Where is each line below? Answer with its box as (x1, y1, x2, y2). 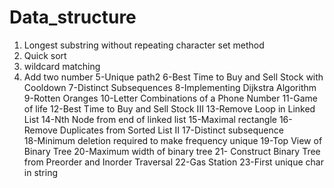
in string (23, 166, 59, 178)
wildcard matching (23, 60, 101, 72)
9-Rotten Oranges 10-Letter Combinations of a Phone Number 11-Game (23, 92, 318, 104)
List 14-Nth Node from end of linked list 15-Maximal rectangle (23, 113, 277, 125)
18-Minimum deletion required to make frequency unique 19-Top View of (23, 134, 323, 146)
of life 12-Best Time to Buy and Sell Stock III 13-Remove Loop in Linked (23, 102, 316, 115)
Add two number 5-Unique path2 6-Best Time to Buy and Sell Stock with (23, 71, 324, 83)
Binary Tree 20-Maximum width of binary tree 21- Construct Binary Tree (23, 145, 321, 157)
